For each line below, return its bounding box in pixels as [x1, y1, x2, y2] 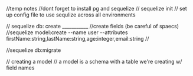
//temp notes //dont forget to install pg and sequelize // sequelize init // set [6, 5, 187, 12]
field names [6, 64, 35, 71]
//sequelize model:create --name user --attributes [6, 29, 128, 36]
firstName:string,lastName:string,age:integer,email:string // [6, 35, 149, 42]
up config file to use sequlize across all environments [6, 11, 136, 18]
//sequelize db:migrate [6, 47, 61, 54]
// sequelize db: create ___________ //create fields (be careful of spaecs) [6, 23, 179, 29]
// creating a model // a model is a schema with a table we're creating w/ [6, 58, 182, 65]
